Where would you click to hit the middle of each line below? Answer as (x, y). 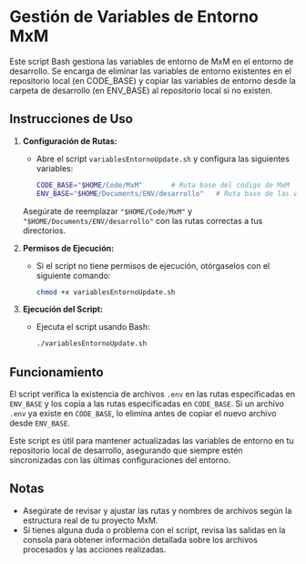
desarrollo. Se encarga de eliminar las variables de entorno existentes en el (150, 71)
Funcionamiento (56, 372)
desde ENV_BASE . (40, 423)
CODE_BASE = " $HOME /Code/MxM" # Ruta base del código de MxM (163, 185)
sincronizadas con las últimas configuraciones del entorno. (120, 460)
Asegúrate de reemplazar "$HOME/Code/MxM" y (107, 210)
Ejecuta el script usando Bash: (93, 327)
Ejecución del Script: (62, 309)
